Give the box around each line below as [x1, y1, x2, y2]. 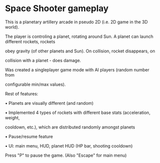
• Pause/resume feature [5, 133, 53, 139]
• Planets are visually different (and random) [5, 100, 94, 106]
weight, [5, 114, 20, 120]
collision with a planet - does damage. [5, 57, 81, 63]
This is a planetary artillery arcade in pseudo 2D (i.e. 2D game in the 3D [5, 19, 148, 25]
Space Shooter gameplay [5, 3, 109, 14]
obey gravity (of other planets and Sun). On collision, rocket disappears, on [5, 48, 155, 54]
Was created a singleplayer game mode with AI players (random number [5, 66, 149, 73]
